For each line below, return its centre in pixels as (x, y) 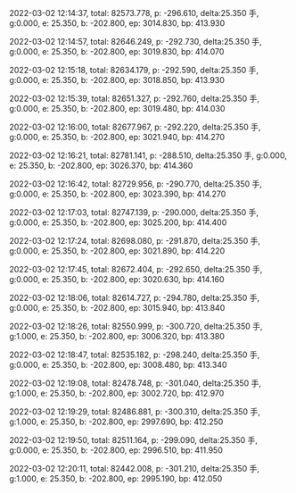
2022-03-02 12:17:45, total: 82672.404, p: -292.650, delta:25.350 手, (136, 269)
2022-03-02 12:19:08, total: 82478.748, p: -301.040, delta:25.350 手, (135, 383)
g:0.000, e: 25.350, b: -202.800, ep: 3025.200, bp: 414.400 (118, 222)
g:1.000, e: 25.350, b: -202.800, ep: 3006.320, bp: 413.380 (117, 336)
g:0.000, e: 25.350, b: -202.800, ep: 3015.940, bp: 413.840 (117, 308)
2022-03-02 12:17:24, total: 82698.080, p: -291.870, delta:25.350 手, (135, 241)
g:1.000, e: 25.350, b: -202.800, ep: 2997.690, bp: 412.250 (116, 422)
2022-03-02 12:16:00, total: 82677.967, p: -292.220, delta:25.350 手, (135, 127)
